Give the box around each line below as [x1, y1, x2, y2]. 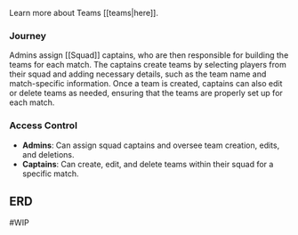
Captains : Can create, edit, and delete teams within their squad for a [21, 158, 274, 169]
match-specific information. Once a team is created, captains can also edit [9, 78, 283, 89]
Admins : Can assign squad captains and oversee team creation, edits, [21, 140, 280, 150]
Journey [9, 29, 47, 42]
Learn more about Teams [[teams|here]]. [9, 8, 158, 18]
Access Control [9, 119, 78, 132]
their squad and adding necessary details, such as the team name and [9, 69, 267, 79]
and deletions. [21, 149, 75, 159]
